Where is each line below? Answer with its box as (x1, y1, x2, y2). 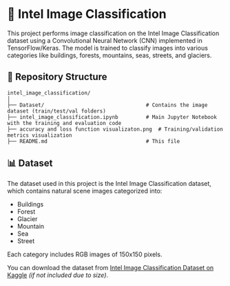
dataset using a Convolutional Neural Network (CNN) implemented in (7, 36, 203, 44)
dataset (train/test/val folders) (7, 107, 107, 115)
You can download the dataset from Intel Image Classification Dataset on (7, 263, 214, 271)
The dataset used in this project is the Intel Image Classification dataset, (7, 179, 212, 187)
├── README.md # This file (7, 137, 180, 144)
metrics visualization (7, 131, 72, 139)
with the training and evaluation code (7, 120, 122, 126)
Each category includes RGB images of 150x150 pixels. (7, 250, 163, 258)
